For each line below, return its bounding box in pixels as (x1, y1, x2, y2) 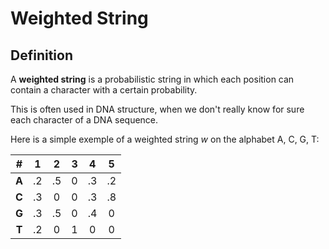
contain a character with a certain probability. (10, 84, 198, 96)
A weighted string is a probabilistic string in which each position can (10, 73, 295, 85)
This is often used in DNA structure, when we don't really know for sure (10, 103, 305, 115)
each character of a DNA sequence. (10, 114, 159, 126)
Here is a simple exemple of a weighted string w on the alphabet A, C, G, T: (10, 133, 320, 145)
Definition (10, 47, 73, 64)
